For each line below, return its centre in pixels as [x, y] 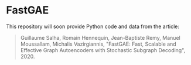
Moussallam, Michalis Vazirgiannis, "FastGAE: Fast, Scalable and [98, 44]
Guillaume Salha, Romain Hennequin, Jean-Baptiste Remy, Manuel [100, 37]
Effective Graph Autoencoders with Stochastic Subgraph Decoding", [103, 50]
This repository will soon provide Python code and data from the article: [93, 26]
